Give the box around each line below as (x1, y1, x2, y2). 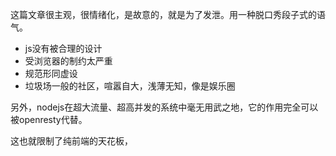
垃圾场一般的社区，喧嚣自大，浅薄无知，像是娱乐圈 (24, 80, 236, 92)
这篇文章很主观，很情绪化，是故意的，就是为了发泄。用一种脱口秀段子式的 (10, 9, 317, 20)
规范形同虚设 (24, 68, 78, 79)
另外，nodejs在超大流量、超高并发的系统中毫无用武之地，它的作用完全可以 (10, 101, 319, 113)
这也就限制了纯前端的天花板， (10, 135, 133, 147)
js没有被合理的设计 (24, 43, 103, 54)
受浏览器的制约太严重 (24, 55, 113, 67)
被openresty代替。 (10, 114, 88, 125)
